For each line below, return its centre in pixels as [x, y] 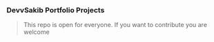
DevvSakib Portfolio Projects [56, 10]
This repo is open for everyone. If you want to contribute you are [115, 25]
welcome [36, 32]
